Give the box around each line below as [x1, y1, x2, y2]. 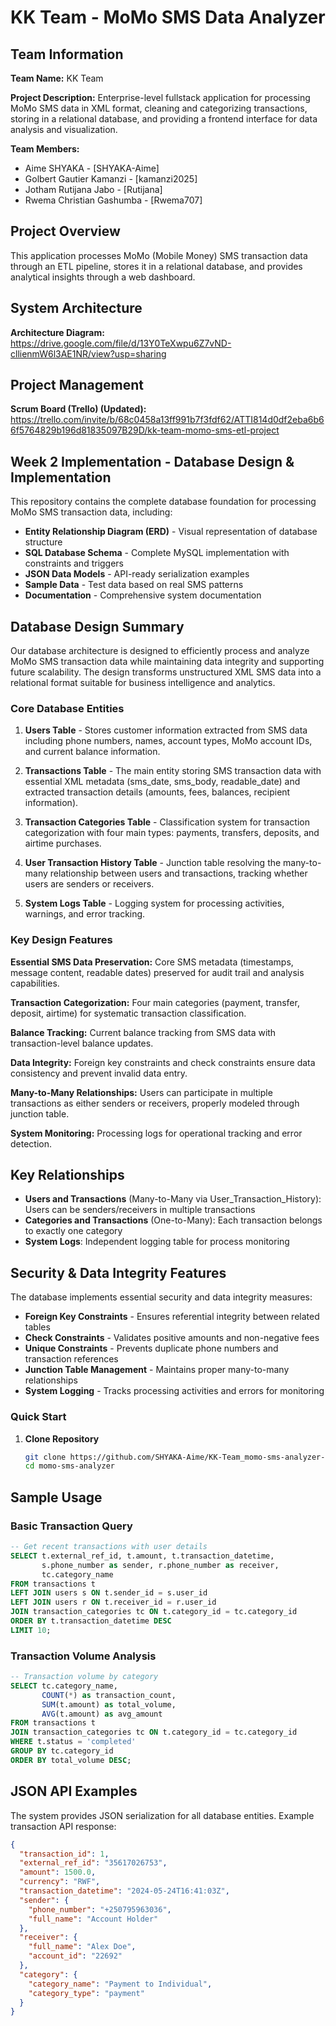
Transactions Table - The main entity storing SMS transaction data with [24, 765, 322, 777]
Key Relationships [10, 1167, 125, 1184]
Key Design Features [10, 933, 113, 947]
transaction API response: [10, 1820, 117, 1832]
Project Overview [10, 223, 121, 240]
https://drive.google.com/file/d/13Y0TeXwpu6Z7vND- [10, 337, 232, 349]
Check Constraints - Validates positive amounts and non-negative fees [24, 1332, 320, 1344]
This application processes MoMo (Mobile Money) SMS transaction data [10, 249, 308, 261]
